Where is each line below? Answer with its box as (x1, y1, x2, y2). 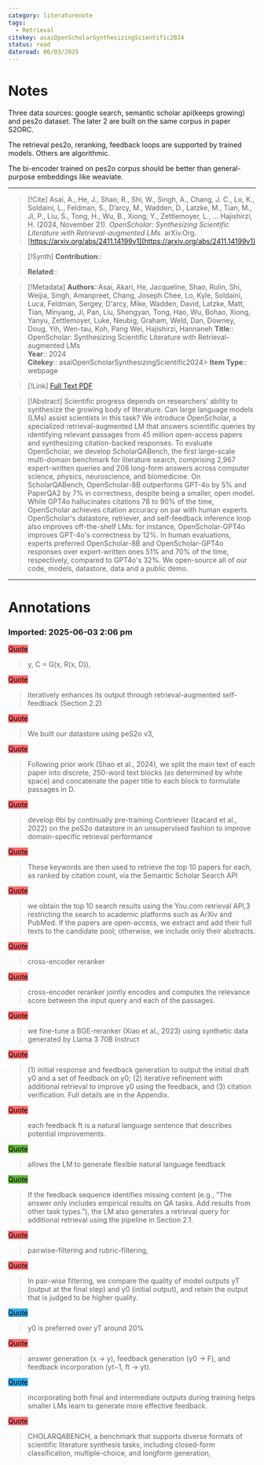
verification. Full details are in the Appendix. (27, 1090, 170, 1100)
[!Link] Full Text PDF (27, 381, 93, 390)
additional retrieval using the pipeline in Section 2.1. (27, 1215, 194, 1225)
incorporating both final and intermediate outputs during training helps (27, 1393, 255, 1402)
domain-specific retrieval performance (27, 832, 153, 842)
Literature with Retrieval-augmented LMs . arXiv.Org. (27, 228, 197, 237)
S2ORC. (8, 124, 34, 134)
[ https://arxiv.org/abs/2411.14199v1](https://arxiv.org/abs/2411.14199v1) (27, 236, 256, 246)
